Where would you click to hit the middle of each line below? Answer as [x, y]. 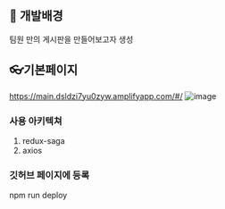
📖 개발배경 [37, 16]
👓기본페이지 [44, 70]
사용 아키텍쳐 [36, 121]
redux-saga [43, 140]
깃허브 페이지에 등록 [50, 175]
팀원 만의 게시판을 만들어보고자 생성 [71, 39]
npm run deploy [38, 196]
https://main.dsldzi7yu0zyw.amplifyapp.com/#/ [96, 96]
